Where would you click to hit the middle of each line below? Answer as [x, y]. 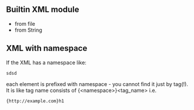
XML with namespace [47, 48]
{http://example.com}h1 [35, 101]
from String [28, 30]
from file [25, 23]
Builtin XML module [43, 10]
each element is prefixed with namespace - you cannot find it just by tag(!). [97, 84]
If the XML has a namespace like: [46, 62]
